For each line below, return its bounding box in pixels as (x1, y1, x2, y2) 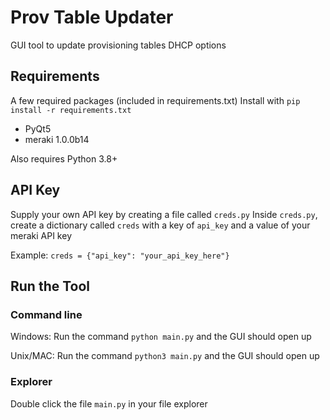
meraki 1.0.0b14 (24, 133, 90, 145)
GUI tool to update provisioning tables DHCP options (10, 39, 227, 51)
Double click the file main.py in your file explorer (10, 397, 208, 410)
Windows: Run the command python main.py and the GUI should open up (10, 331, 312, 343)
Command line (10, 307, 83, 321)
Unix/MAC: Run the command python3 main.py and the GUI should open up (10, 350, 320, 362)
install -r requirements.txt (10, 105, 132, 115)
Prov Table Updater (10, 6, 174, 29)
